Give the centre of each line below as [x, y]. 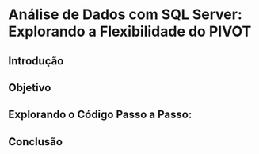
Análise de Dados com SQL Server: [126, 15]
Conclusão [36, 142]
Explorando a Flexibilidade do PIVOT [130, 31]
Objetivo [30, 88]
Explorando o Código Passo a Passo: [100, 115]
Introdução [36, 61]
